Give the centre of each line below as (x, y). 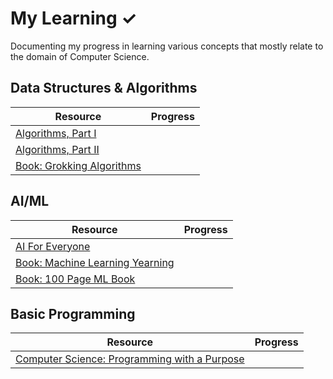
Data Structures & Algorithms (104, 88)
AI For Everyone (53, 246)
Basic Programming (73, 313)
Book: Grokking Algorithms (78, 165)
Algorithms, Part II (57, 149)
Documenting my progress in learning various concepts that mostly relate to (167, 46)
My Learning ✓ (73, 18)
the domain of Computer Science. (80, 56)
